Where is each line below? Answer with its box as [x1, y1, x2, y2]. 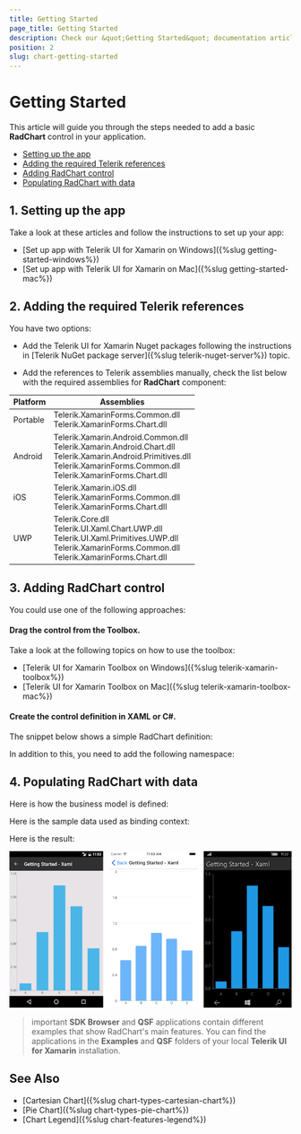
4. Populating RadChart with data [9, 774, 199, 789]
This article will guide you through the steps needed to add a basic [9, 122, 255, 133]
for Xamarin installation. [30, 1045, 121, 1056]
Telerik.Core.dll [53, 514, 109, 525]
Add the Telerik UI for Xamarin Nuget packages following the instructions [21, 340, 292, 351]
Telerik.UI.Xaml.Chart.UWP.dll [53, 523, 163, 534]
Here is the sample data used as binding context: [9, 816, 190, 826]
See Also [9, 1071, 60, 1086]
